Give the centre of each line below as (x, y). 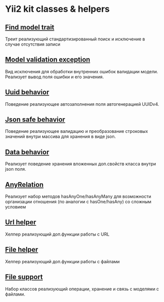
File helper (22, 250)
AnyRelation (24, 185)
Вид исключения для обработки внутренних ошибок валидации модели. (82, 71)
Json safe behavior (35, 120)
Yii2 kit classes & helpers (57, 9)
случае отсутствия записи (33, 44)
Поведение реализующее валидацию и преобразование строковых (77, 131)
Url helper (21, 222)
